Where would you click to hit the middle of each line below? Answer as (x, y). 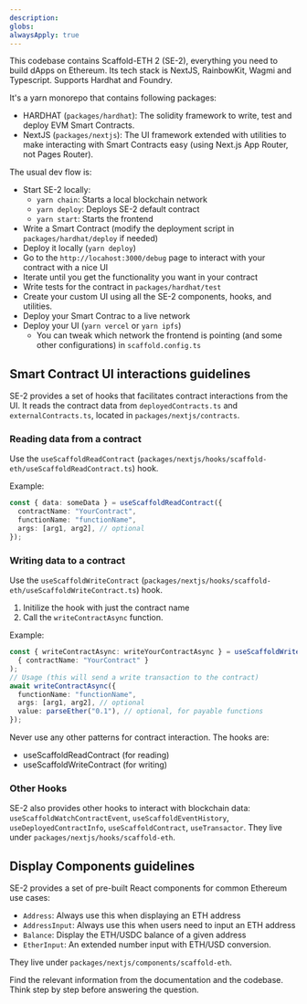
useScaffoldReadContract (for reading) (96, 756)
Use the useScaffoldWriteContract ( (77, 580)
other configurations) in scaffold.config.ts (118, 345)
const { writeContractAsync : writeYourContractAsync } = (120, 652)
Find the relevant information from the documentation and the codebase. (147, 980)
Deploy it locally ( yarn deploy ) (79, 248)
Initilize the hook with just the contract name (106, 608)
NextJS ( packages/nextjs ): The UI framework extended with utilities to (154, 135)
